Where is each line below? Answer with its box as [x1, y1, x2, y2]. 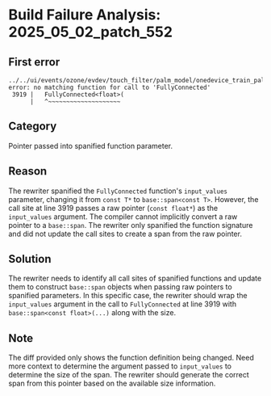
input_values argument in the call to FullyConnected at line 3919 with [8, 299, 236, 309]
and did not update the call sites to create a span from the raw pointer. [8, 229, 242, 238]
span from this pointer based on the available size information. [8, 378, 216, 389]
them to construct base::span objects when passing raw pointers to [8, 282, 232, 292]
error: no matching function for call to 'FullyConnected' [8, 83, 211, 91]
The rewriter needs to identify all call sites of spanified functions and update [8, 273, 262, 284]
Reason [8, 164, 48, 179]
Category [8, 120, 57, 133]
